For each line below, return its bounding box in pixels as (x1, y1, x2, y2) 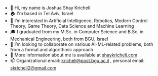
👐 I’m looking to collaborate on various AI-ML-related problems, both (10, 41, 153, 47)
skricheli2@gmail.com (10, 65, 57, 70)
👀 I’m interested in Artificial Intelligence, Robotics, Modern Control (10, 18, 148, 24)
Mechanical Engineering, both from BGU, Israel (10, 36, 108, 42)
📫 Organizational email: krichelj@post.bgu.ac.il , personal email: (10, 58, 145, 63)
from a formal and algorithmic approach (10, 47, 94, 52)
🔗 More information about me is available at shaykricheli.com (10, 52, 138, 58)
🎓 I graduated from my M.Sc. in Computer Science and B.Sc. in (10, 29, 144, 35)
